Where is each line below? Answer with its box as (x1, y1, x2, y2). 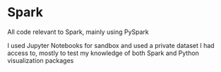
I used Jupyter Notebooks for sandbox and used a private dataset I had (7, 41, 215, 49)
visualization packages (7, 56, 74, 64)
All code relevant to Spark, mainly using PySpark (7, 28, 150, 36)
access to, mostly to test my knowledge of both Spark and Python (7, 49, 200, 57)
